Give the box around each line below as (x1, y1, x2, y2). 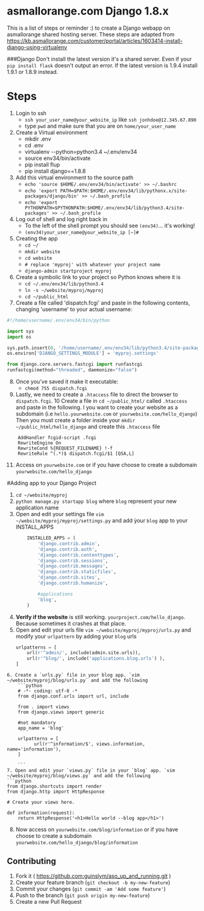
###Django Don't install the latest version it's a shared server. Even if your (7, 55, 192, 62)
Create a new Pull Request (15, 898, 82, 905)
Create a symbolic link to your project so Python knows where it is (15, 273, 181, 280)
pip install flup (24, 161, 60, 168)
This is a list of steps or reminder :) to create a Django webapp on (7, 24, 170, 31)
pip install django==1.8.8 (24, 167, 87, 174)
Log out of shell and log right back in (15, 215, 108, 222)
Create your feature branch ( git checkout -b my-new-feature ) (15, 878, 171, 886)
